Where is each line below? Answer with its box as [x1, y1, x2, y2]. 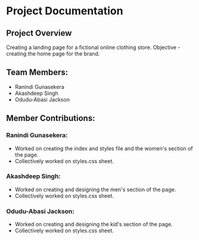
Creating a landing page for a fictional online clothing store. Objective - [6, 44, 181, 51]
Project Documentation [6, 4, 123, 18]
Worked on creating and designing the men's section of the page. [14, 186, 176, 193]
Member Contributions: [6, 113, 95, 124]
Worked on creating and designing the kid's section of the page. [14, 221, 173, 228]
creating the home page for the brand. [6, 50, 100, 57]
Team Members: [6, 67, 69, 78]
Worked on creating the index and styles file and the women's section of [14, 144, 193, 152]
